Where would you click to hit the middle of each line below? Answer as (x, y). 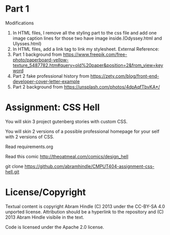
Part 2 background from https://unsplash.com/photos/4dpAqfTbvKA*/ (86, 86)
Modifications (20, 23)
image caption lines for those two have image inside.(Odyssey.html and (87, 38)
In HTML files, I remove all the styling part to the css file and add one (84, 33)
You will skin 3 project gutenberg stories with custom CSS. (66, 121)
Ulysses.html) (27, 43)
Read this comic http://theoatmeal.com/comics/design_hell (67, 156)
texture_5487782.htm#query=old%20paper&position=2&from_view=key (88, 65)
